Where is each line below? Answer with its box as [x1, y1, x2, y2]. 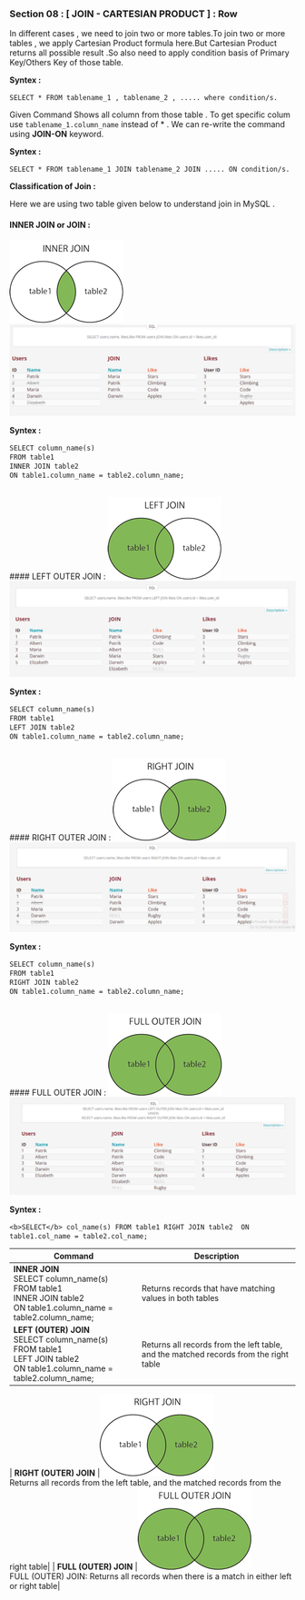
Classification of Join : [9, 181, 97, 192]
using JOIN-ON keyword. [9, 129, 104, 140]
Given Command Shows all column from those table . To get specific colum [9, 109, 290, 120]
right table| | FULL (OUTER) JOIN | [9, 1561, 138, 1572]
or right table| [9, 1580, 61, 1591]
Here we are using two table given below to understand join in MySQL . [9, 198, 275, 210]
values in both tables [142, 1292, 220, 1303]
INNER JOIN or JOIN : [9, 219, 91, 230]
